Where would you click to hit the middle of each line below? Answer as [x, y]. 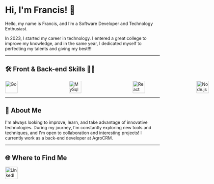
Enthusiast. [16, 28]
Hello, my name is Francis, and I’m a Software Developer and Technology [79, 23]
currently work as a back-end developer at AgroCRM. [59, 138]
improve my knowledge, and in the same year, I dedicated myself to [73, 43]
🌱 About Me [23, 110]
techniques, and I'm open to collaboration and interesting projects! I [73, 133]
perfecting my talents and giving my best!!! [48, 48]
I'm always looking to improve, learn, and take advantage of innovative [77, 122]
